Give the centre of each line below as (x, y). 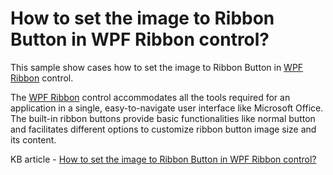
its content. (33, 139)
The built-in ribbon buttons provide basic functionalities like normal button (163, 118)
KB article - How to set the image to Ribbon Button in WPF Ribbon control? (163, 159)
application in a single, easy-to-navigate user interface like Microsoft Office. (167, 108)
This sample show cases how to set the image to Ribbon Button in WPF (157, 67)
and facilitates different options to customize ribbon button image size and (163, 129)
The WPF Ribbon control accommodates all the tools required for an (150, 97)
